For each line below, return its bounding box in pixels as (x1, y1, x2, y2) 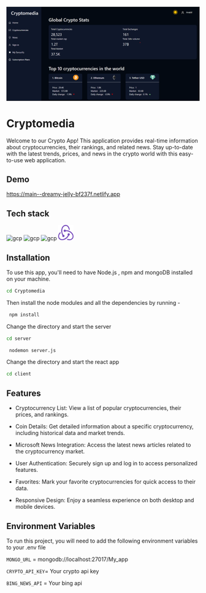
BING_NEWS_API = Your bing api (6, 579, 83, 587)
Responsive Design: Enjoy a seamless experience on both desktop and (15, 497, 194, 504)
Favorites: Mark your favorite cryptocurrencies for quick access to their (15, 478, 196, 485)
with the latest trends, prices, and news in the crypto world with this (6, 150, 178, 157)
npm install (9, 312, 40, 318)
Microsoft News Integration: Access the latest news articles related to (15, 441, 191, 449)
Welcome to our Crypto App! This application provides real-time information (6, 136, 198, 144)
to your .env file (6, 543, 46, 551)
